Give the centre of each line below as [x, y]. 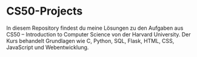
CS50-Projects [45, 11]
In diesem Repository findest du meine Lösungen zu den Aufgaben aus [95, 28]
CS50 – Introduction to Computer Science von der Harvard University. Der [98, 34]
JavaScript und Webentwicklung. [48, 47]
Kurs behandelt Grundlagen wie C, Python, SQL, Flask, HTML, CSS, [90, 41]
